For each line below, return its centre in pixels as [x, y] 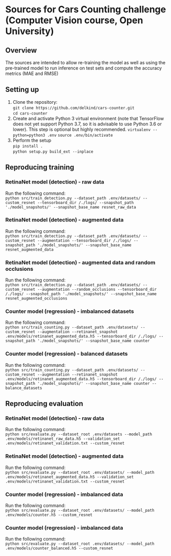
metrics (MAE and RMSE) [32, 73]
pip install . [28, 146]
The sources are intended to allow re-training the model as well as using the [85, 62]
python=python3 [29, 135]
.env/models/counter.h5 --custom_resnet [49, 515]
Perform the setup [32, 140]
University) [30, 31]
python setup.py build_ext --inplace [53, 152]
